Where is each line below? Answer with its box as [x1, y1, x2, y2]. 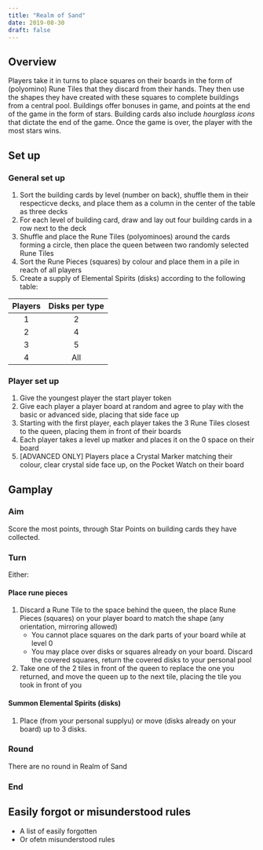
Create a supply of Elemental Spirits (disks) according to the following [19, 273, 246, 283]
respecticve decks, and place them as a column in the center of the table [19, 198, 256, 208]
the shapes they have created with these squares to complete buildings [8, 93, 239, 102]
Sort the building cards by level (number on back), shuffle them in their [19, 190, 249, 199]
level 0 [31, 639, 53, 648]
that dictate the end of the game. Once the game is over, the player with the [8, 118, 253, 127]
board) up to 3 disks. [19, 724, 88, 734]
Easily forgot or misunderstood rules [8, 805, 191, 819]
